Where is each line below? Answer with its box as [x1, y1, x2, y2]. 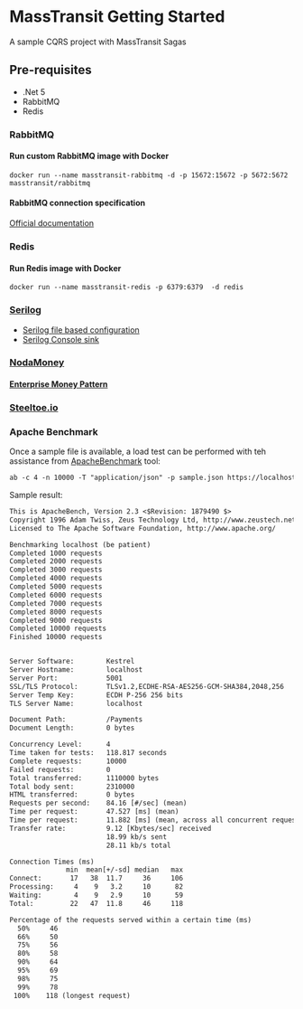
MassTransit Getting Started [9, 6, 225, 27]
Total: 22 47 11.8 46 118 [9, 899, 183, 908]
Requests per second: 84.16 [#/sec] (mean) [9, 798, 188, 808]
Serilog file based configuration [22, 324, 140, 335]
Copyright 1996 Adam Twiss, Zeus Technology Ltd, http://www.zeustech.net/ [9, 515, 300, 524]
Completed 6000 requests [9, 590, 103, 599]
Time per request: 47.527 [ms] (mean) [9, 807, 179, 816]
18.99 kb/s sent [106, 832, 168, 842]
